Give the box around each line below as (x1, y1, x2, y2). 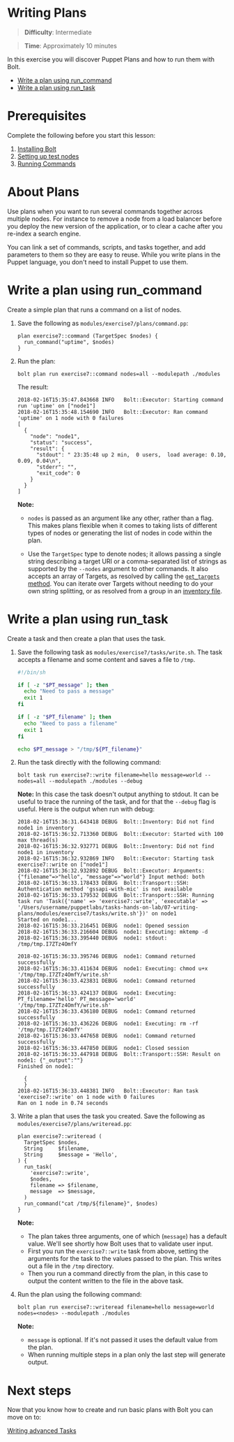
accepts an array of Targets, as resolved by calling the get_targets (27, 572, 220, 580)
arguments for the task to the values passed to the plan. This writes (27, 1255, 221, 1263)
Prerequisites (7, 108, 87, 124)
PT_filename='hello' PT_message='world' (17, 996, 136, 1003)
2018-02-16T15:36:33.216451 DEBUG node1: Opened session (17, 923, 189, 930)
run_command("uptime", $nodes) (24, 338, 115, 345)
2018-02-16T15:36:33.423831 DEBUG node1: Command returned (17, 977, 196, 985)
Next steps (7, 1383, 72, 1399)
